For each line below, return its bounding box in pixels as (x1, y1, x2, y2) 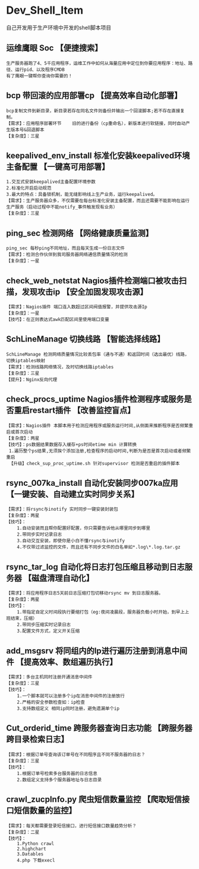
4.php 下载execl (17, 857, 55, 863)
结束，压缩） (10, 615, 37, 621)
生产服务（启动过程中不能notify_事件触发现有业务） (6, 204, 118, 210)
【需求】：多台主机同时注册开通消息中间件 (6, 674, 93, 680)
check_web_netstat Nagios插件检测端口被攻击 (6, 276, 179, 286)
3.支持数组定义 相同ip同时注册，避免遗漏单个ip (17, 706, 120, 712)
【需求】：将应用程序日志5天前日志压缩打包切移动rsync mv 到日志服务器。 (6, 590, 163, 596)
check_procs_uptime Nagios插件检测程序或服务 (6, 394, 184, 405)
